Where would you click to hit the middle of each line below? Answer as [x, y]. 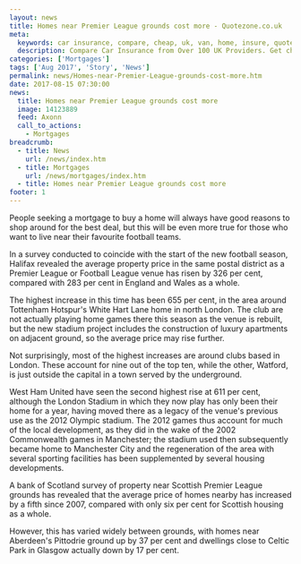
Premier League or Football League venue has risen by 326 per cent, [136, 273]
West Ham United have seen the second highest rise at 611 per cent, [135, 392]
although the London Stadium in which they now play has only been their [144, 401]
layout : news [34, 17]
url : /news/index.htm [65, 159]
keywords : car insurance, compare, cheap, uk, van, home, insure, [144, 43]
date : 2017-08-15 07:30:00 [60, 84]
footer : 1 [28, 192]
